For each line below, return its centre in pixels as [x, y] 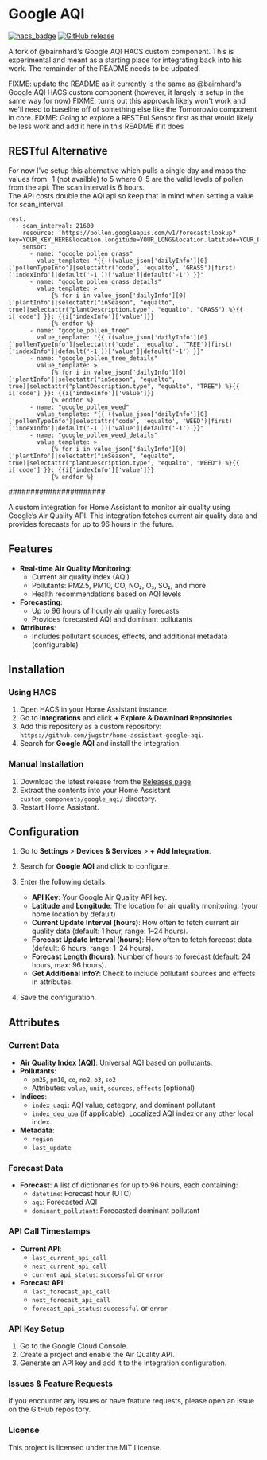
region [43, 1140]
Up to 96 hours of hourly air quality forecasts [105, 610]
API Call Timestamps [49, 1231]
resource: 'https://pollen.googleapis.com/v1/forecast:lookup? [130, 233]
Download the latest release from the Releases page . [106, 781]
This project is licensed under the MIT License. [85, 1447]
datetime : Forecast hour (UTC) [81, 1194]
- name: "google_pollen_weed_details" [93, 435]
